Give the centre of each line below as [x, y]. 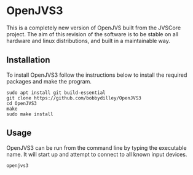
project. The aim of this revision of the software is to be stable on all [93, 34]
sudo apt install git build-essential [56, 93]
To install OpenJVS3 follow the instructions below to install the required [97, 75]
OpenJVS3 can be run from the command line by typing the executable [96, 147]
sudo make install [30, 114]
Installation [28, 60]
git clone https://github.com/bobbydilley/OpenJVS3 [74, 98]
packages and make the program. [49, 81]
